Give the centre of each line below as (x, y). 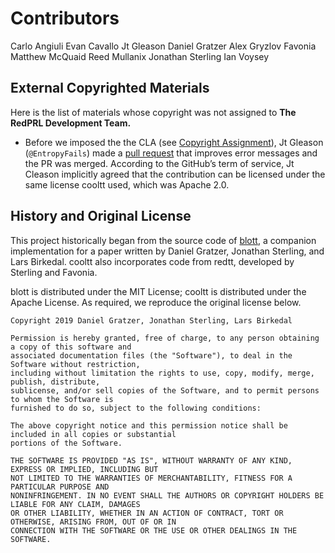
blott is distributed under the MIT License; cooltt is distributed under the (158, 291)
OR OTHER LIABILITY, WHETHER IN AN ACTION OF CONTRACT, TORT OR (147, 513)
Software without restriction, (75, 364)
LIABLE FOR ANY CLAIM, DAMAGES (75, 504)
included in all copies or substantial (93, 434)
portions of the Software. (66, 443)
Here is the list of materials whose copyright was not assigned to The (153, 112)
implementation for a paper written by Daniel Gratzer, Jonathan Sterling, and (167, 251)
